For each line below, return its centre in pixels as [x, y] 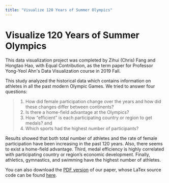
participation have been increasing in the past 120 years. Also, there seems [84, 143]
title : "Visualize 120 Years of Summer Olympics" [59, 10]
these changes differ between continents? [69, 107]
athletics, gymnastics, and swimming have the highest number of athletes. [83, 160]
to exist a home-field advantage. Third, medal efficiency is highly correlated [85, 149]
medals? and [39, 123]
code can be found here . [31, 175]
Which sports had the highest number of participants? [82, 128]
